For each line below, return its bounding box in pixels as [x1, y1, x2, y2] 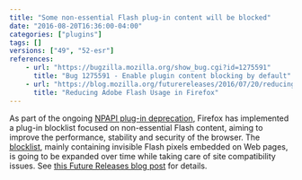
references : [9, 55, 54, 64]
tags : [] [9, 38, 42, 47]
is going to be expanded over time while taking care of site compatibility [9, 150, 276, 161]
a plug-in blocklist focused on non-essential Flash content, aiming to [9, 122, 263, 133]
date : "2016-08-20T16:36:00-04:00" [9, 21, 143, 30]
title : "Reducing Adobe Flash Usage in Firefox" [32, 88, 219, 97]
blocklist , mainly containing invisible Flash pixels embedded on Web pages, [9, 141, 289, 152]
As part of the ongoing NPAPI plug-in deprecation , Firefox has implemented [9, 113, 289, 124]
